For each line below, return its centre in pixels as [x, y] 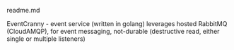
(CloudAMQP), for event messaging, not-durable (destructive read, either [113, 31]
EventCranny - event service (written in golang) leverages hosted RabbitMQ [117, 24]
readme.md [23, 10]
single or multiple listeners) [46, 39]
